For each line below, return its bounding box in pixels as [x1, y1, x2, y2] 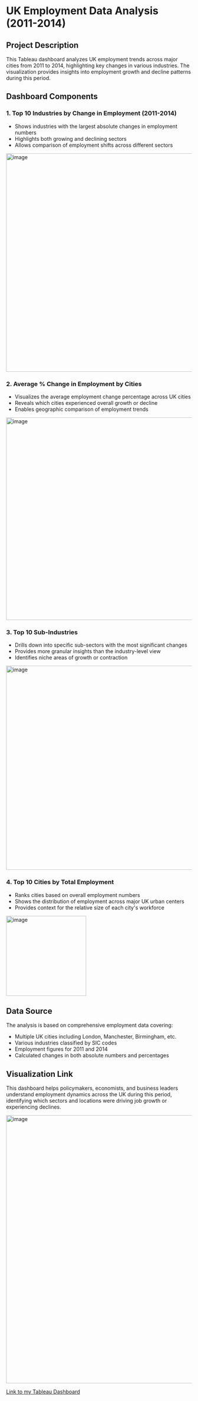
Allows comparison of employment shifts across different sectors [14, 141, 173, 149]
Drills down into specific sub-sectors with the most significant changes [14, 641, 187, 649]
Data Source [6, 1006, 52, 1016]
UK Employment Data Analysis [6, 4, 159, 18]
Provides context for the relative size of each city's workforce [14, 904, 165, 911]
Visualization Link [6, 1069, 74, 1079]
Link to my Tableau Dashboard [6, 1388, 81, 1395]
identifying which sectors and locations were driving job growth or [6, 1097, 167, 1105]
